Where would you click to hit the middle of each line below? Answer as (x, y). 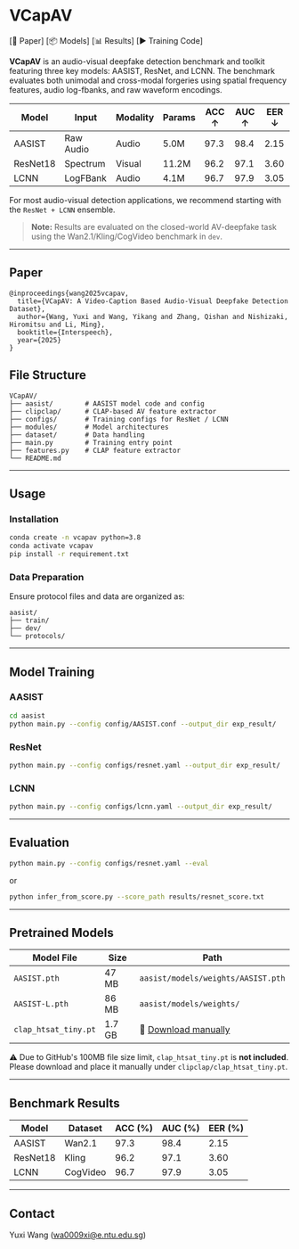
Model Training (52, 672)
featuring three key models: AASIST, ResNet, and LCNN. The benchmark (142, 70)
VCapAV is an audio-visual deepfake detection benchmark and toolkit (137, 61)
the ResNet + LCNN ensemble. (62, 210)
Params (179, 117)
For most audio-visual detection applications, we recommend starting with (145, 200)
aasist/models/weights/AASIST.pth (212, 978)
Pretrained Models (61, 933)
